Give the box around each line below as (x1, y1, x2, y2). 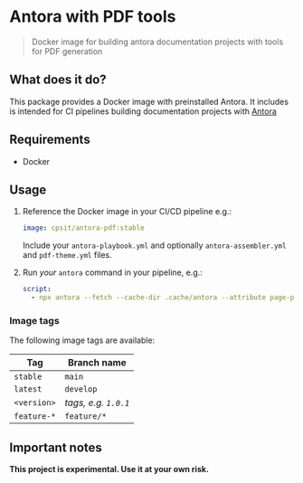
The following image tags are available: (9, 335, 156, 346)
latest (14, 384, 43, 394)
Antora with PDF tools (9, 6, 176, 27)
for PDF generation (31, 45, 103, 56)
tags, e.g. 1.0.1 (64, 396, 130, 409)
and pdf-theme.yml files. (22, 250, 113, 260)
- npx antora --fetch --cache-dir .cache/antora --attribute (31, 293, 267, 302)
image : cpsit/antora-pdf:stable (22, 223, 145, 232)
